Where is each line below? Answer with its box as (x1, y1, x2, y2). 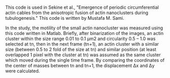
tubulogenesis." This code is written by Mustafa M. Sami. (5, 15, 124, 21)
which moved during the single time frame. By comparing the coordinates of (5, 57, 165, 63)
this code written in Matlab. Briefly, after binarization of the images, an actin (5, 30, 164, 36)
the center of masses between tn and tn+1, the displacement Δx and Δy (5, 63, 155, 68)
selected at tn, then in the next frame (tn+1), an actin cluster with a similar (5, 41, 159, 47)
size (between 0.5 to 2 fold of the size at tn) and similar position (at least (5, 47, 156, 52)
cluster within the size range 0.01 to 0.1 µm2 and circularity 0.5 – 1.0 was (5, 35, 156, 42)
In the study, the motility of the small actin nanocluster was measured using (5, 25, 163, 31)
